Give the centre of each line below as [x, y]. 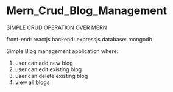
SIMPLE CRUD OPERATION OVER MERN [57, 27]
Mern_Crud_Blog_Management [87, 11]
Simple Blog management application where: [62, 51]
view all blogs [32, 82]
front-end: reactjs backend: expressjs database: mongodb [79, 39]
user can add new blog [44, 63]
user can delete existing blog [51, 76]
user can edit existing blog [48, 69]
